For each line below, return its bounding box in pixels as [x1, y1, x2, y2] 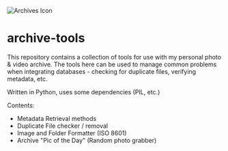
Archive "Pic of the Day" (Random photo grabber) [16, 136, 157, 144]
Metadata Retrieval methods [16, 114, 97, 122]
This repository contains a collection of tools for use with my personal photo [7, 53, 222, 61]
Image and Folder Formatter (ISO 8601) [16, 128, 128, 137]
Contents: [7, 101, 35, 109]
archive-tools [7, 31, 85, 46]
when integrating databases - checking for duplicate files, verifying [7, 67, 197, 75]
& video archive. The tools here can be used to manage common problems [7, 60, 217, 68]
